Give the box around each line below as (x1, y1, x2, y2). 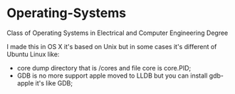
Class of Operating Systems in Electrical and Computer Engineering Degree (6, 28, 229, 37)
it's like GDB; (35, 78, 73, 87)
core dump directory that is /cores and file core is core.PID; (16, 63, 192, 72)
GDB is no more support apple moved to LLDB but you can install (16, 71, 208, 80)
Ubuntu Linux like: (6, 50, 60, 58)
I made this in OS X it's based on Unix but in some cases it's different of (6, 42, 217, 51)
